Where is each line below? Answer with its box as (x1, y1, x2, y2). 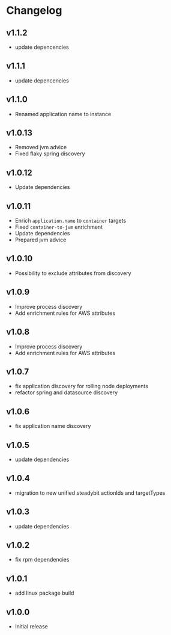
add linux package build (14, 589, 74, 596)
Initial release (14, 623, 48, 630)
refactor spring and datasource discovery (14, 389, 118, 396)
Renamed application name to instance (14, 110, 112, 117)
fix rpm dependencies (14, 556, 70, 563)
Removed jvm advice (14, 144, 67, 151)
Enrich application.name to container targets (14, 217, 127, 225)
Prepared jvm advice (14, 236, 67, 244)
